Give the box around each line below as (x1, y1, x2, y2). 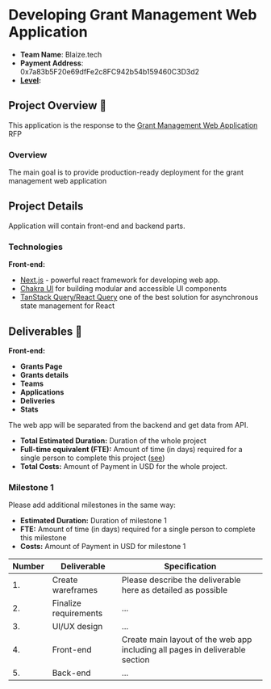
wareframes (52, 585, 98, 596)
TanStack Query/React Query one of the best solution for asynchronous (19, 293, 259, 302)
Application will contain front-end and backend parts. (8, 221, 186, 230)
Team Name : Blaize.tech (19, 49, 102, 59)
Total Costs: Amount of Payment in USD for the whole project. (19, 461, 228, 471)
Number (12, 560, 44, 572)
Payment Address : (19, 58, 84, 68)
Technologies (8, 241, 63, 252)
